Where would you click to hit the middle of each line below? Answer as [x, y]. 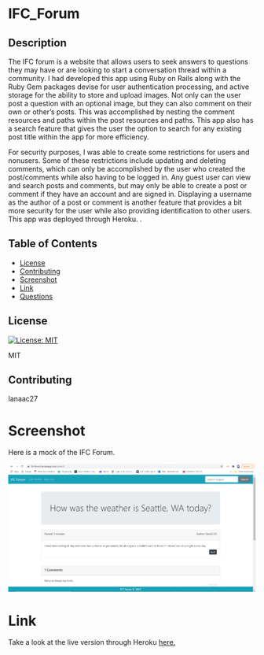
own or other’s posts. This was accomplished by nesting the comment [121, 112]
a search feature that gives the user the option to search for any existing [125, 128]
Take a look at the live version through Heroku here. [92, 642]
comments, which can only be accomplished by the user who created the [127, 169]
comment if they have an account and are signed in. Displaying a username [130, 194]
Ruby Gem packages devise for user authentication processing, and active [129, 87]
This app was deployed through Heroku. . [75, 219]
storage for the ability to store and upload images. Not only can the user [125, 95]
